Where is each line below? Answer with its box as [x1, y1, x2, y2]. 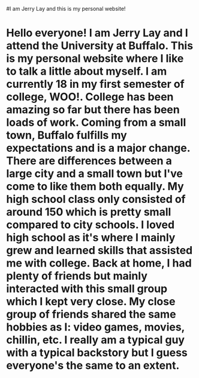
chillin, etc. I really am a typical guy [6, 333, 185, 347]
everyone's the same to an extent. [6, 359, 180, 373]
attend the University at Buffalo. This [6, 39, 194, 53]
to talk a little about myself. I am [6, 64, 167, 78]
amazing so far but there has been [6, 103, 180, 117]
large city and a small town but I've [6, 167, 183, 181]
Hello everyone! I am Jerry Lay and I [6, 26, 189, 40]
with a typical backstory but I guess [6, 346, 188, 360]
